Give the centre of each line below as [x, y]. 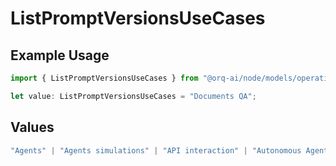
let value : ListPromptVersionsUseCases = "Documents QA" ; [133, 96]
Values [32, 127]
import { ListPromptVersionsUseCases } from [104, 78]
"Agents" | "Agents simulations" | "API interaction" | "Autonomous [156, 150]
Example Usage [60, 55]
